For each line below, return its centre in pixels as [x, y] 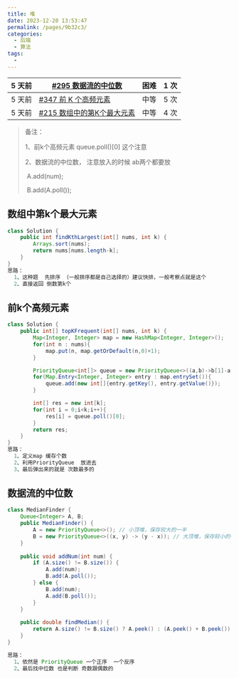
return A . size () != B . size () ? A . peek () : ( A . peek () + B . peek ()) [132, 629]
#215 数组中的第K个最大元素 [87, 112]
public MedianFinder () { [57, 524]
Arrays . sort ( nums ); [62, 244]
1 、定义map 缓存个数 [41, 456]
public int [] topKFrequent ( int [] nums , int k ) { [94, 332]
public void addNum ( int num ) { [67, 556]
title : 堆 [21, 14]
